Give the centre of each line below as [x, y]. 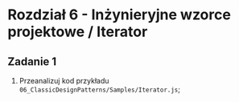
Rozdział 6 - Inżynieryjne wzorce [119, 15]
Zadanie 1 [32, 61]
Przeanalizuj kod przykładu [64, 81]
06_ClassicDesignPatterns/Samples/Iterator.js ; [100, 89]
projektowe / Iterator [78, 32]
